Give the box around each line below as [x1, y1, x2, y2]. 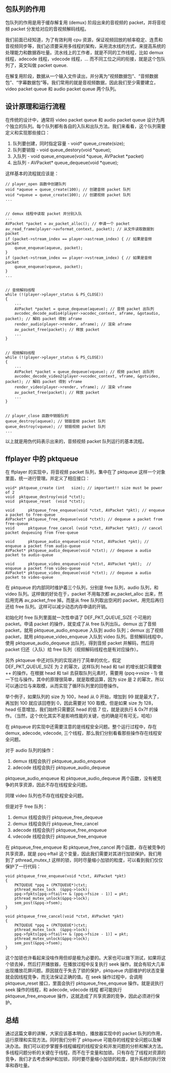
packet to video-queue [5, 575, 53, 580]
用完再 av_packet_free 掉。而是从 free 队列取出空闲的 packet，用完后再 [9, 597, 159, 604]
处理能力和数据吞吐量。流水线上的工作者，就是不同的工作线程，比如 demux [5, 49, 164, 55]
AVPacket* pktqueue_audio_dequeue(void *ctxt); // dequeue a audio [5, 548, 152, 553]
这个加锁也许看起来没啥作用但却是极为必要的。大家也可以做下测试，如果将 [5, 955, 161, 961]
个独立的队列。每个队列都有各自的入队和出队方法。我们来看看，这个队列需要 [5, 123, 166, 129]
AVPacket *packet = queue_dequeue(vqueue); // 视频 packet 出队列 [14, 369, 154, 374]
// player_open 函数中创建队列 [5, 181, 66, 186]
